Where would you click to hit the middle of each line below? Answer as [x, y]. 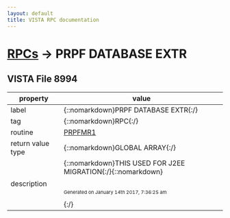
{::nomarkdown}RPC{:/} [101, 121]
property [34, 98]
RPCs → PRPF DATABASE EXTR [97, 54]
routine [22, 132]
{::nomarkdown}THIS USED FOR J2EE [125, 163]
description [29, 184]
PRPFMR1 [80, 132]
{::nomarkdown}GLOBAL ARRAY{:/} [120, 147]
